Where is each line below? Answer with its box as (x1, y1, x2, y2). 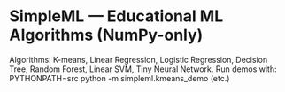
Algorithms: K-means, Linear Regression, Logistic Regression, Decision (9, 54, 268, 65)
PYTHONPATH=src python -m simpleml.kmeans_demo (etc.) (9, 73, 230, 83)
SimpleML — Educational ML (9, 6, 224, 27)
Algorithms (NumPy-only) (9, 25, 204, 45)
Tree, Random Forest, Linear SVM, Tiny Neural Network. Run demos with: (9, 64, 277, 74)
